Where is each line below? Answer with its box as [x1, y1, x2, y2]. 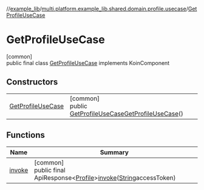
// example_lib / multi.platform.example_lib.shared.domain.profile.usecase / [6, 5, 188, 12]
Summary [100, 148, 129, 157]
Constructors [6, 77, 58, 87]
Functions [6, 130, 46, 140]
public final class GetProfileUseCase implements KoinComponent [6, 59, 170, 66]
